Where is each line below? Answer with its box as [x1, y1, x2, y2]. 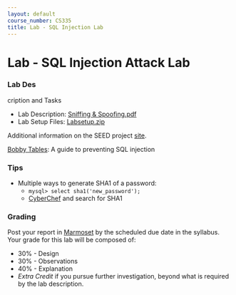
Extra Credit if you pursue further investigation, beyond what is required [17, 272, 230, 281]
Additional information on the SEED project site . [7, 131, 147, 140]
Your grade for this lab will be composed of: [7, 236, 136, 244]
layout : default [7, 10, 56, 18]
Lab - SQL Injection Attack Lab [7, 54, 190, 71]
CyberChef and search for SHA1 [28, 194, 123, 203]
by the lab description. [17, 279, 84, 289]
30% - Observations [17, 257, 78, 266]
